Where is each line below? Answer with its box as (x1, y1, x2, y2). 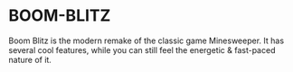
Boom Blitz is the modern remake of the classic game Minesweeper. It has (8, 35, 285, 46)
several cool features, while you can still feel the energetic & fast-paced (8, 44, 276, 55)
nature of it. (8, 54, 52, 65)
